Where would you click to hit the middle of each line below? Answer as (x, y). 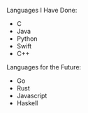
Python (27, 39)
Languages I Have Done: (42, 10)
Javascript (32, 95)
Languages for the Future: (44, 67)
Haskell (27, 103)
